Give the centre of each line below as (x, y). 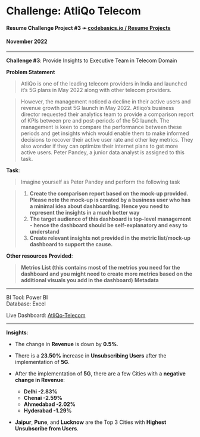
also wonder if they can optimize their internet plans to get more (99, 146)
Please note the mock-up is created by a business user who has (110, 200)
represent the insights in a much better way (85, 212)
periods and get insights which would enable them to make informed (105, 133)
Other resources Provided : (40, 256)
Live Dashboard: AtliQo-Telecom (46, 315)
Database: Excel (26, 304)
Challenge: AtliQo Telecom (74, 11)
